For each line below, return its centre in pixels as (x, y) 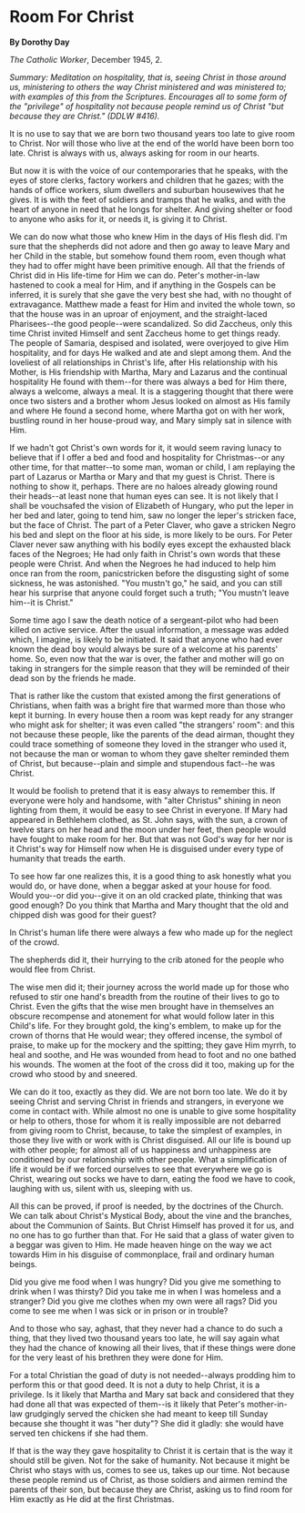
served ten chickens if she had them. (79, 1433)
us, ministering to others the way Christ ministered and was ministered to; (148, 86)
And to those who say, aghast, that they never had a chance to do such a (147, 1328)
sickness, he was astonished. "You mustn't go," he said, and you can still (146, 583)
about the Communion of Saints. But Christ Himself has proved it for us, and (152, 1225)
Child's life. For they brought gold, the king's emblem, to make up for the (146, 1025)
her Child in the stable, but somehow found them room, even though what (148, 256)
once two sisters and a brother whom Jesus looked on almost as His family (150, 401)
